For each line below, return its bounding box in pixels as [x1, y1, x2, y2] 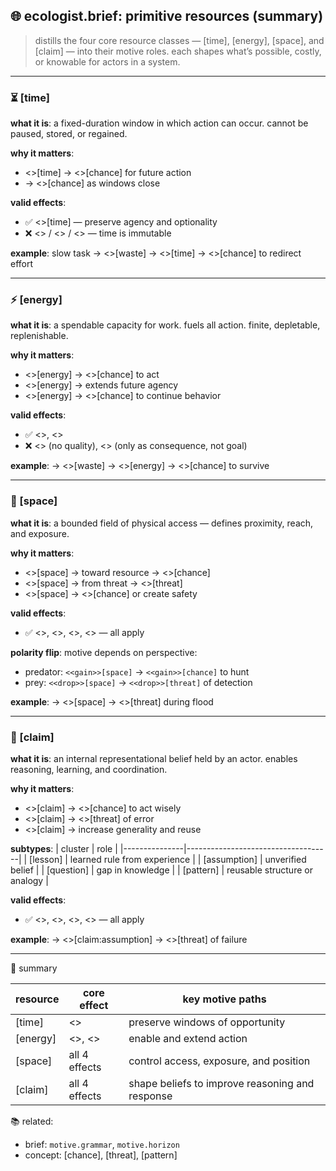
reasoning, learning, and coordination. [10, 764, 168, 775]
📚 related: [10, 1115, 54, 1127]
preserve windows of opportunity [128, 1015, 286, 1029]
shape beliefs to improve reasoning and [128, 1077, 315, 1090]
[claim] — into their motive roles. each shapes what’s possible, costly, [34, 45, 322, 57]
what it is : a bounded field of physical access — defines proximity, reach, [10, 517, 314, 529]
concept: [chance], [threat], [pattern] [24, 1149, 178, 1161]
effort [10, 258, 34, 270]
